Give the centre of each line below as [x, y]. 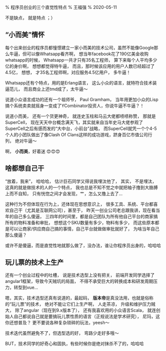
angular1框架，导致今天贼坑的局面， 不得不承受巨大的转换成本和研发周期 [79, 281]
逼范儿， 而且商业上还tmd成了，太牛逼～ [46, 89]
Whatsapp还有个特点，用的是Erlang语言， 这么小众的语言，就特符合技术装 [81, 82]
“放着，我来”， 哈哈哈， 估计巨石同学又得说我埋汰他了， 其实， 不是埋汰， [81, 181]
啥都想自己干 [25, 169]
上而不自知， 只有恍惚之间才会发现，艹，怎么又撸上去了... [64, 194]
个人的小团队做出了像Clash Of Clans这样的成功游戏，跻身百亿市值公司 [77, 134]
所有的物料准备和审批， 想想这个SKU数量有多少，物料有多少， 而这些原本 [80, 222]
